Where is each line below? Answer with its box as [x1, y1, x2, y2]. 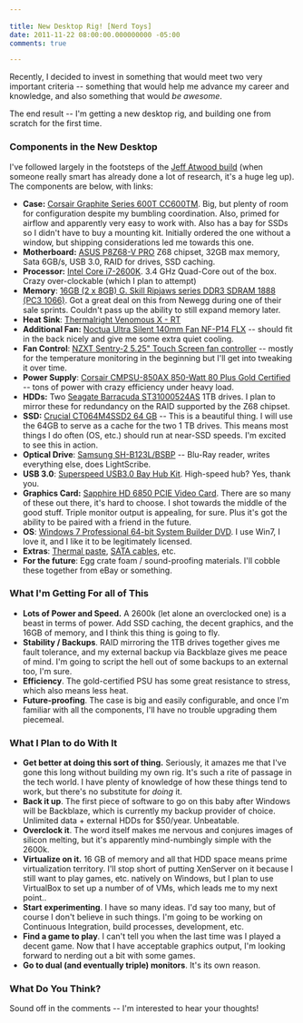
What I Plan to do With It [9, 736, 118, 749]
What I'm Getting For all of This [9, 587, 150, 600]
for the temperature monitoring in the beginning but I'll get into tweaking [22, 352, 293, 363]
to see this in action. [22, 439, 98, 450]
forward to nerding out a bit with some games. [22, 950, 196, 961]
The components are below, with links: [9, 181, 153, 192]
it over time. [22, 362, 68, 373]
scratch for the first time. [9, 118, 103, 129]
